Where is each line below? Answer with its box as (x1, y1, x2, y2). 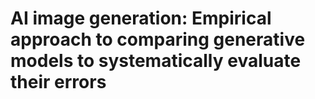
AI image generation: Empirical (10, 7, 272, 30)
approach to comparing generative (10, 28, 306, 51)
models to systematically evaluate (10, 50, 302, 72)
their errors (10, 71, 107, 94)
